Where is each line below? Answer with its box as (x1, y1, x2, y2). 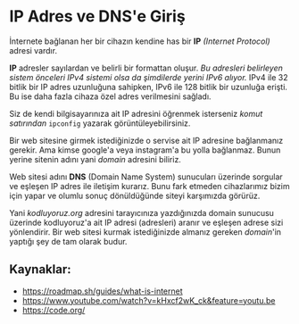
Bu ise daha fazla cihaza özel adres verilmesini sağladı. (9, 91, 212, 102)
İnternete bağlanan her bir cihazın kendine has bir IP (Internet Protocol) (9, 36, 270, 46)
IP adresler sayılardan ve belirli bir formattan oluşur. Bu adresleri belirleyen (9, 62, 284, 73)
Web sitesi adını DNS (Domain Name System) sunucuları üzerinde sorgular (9, 171, 283, 182)
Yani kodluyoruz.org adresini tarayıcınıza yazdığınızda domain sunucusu (9, 207, 275, 218)
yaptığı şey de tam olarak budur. (9, 236, 128, 246)
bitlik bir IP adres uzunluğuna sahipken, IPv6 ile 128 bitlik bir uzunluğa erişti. (9, 81, 288, 92)
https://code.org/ (21, 304, 86, 315)
